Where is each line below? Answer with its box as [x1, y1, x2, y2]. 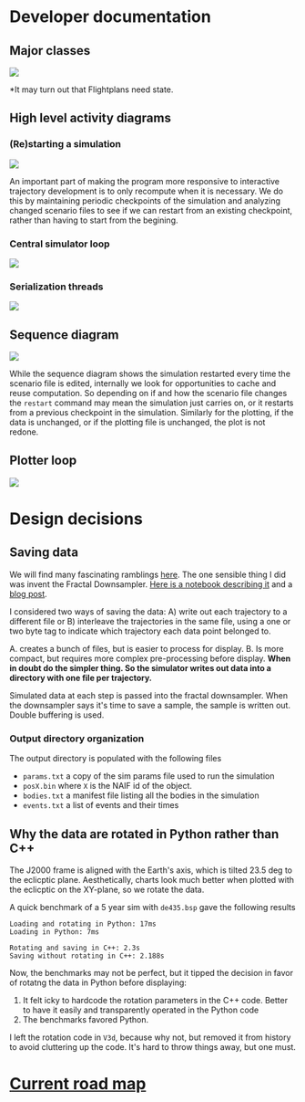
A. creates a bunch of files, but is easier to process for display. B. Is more [9, 643, 284, 654]
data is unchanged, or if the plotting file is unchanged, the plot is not [9, 417, 266, 428]
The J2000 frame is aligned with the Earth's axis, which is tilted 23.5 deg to [9, 865, 293, 876]
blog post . [9, 588, 47, 599]
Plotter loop [9, 453, 77, 468]
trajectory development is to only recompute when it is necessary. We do [9, 185, 284, 196]
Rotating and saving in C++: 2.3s [9, 943, 141, 953]
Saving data [9, 545, 79, 561]
